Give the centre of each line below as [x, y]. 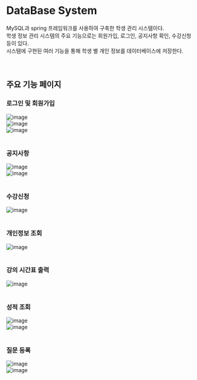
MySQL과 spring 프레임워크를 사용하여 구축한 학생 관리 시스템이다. [85, 28]
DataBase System [52, 11]
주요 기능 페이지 [34, 85]
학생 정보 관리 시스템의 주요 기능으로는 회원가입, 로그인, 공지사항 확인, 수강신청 [99, 35]
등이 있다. [18, 43]
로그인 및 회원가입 [31, 104]
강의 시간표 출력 [28, 270]
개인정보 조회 [24, 233]
